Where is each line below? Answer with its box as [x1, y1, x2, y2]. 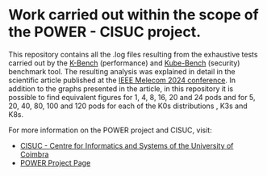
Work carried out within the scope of [8, 6, 260, 24]
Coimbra [19, 149, 49, 159]
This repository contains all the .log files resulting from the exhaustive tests [8, 49, 258, 59]
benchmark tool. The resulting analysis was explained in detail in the [8, 66, 236, 76]
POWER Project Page [19, 157, 91, 167]
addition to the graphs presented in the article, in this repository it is [8, 83, 234, 94]
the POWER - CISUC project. [8, 23, 202, 41]
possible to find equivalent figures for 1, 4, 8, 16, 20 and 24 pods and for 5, [8, 92, 256, 102]
